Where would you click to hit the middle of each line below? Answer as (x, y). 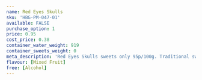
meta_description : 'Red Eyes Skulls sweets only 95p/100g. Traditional (98, 57)
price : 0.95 (21, 34)
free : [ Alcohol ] (26, 68)
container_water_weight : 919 (43, 46)
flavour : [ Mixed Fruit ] (36, 62)
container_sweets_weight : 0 (41, 51)
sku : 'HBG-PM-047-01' (33, 17)
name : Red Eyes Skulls (35, 12)
